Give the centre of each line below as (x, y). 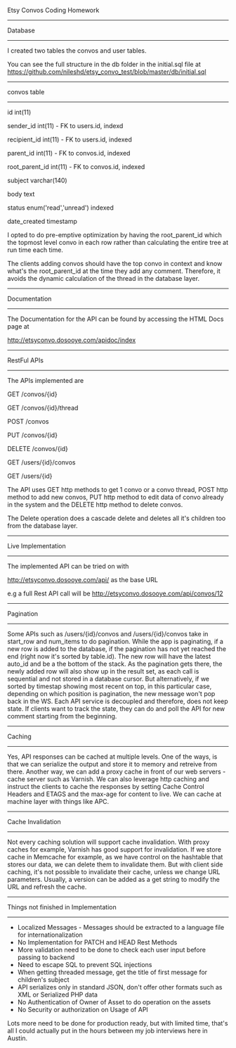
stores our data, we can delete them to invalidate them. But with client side (115, 864)
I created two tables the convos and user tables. (77, 51)
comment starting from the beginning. (62, 716)
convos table (26, 92)
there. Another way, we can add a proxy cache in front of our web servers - (117, 771)
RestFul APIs (26, 360)
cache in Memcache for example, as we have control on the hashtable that (115, 857)
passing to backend (46, 957)
